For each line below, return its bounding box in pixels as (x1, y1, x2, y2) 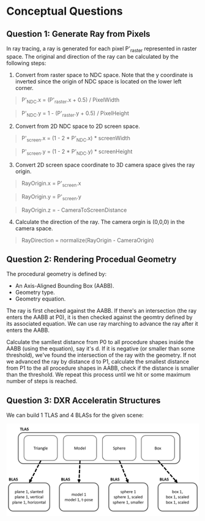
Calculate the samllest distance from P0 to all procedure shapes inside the (6, 339, 194, 346)
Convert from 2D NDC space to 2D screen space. (15, 122, 140, 130)
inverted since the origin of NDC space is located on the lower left (15, 78, 182, 85)
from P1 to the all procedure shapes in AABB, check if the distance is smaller (6, 364, 199, 372)
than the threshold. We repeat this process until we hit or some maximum (6, 371, 191, 378)
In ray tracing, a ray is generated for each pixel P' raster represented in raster (6, 45, 197, 53)
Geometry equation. (15, 295, 66, 302)
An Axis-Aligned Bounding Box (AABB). (15, 282, 114, 290)
